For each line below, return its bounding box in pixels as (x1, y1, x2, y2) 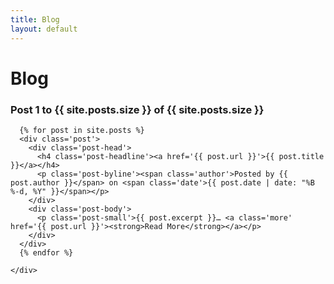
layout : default (10, 24, 78, 34)
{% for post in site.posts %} (19, 125, 145, 135)
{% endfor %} (19, 247, 74, 258)
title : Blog (10, 14, 60, 25)
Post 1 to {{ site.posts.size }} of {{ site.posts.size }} (10, 102, 265, 116)
